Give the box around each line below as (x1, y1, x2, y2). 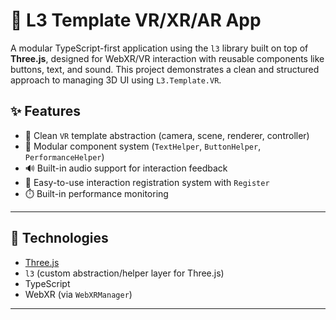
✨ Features (10, 103, 81, 120)
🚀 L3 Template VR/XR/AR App (10, 9, 262, 32)
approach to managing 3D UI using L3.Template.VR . (10, 74, 222, 86)
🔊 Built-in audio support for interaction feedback (24, 162, 228, 174)
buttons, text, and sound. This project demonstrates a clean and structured (10, 63, 320, 75)
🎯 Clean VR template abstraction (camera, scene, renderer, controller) (24, 129, 310, 141)
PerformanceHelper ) (24, 150, 105, 163)
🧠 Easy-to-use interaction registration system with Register (24, 176, 270, 188)
